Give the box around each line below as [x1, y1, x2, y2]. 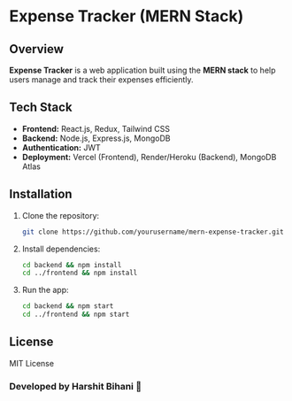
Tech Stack [9, 100, 73, 115]
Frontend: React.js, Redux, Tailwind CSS [21, 123, 171, 134]
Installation [9, 187, 73, 202]
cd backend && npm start [21, 302, 114, 311]
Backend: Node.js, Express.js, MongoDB [21, 133, 171, 143]
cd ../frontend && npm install [21, 268, 138, 278]
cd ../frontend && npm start [21, 310, 130, 320]
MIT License [9, 358, 55, 368]
